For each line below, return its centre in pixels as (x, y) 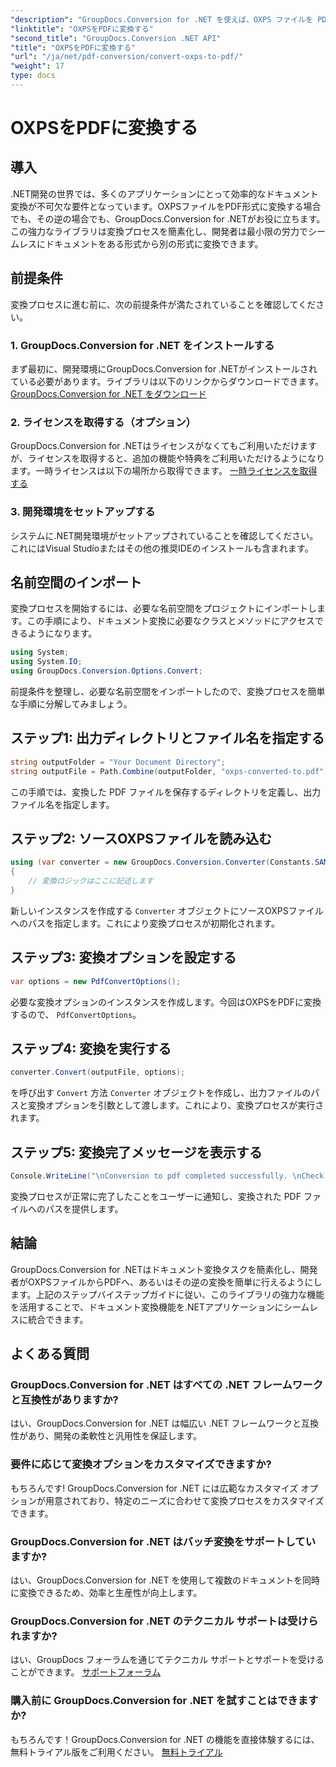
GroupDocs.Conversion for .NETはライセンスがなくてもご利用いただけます (164, 446)
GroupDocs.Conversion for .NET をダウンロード (108, 393)
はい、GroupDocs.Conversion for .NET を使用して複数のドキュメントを (156, 1580)
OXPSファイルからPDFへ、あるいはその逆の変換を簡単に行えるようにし (175, 1282)
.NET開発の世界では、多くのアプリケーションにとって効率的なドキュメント (164, 193)
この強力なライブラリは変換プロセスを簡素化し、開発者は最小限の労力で (159, 231)
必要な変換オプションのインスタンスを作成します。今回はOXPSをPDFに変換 (166, 1002)
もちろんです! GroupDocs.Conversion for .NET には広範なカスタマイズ (154, 1488)
